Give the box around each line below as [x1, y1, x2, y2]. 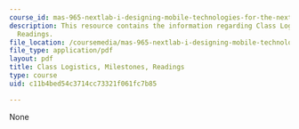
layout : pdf [9, 54, 53, 63]
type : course [9, 71, 58, 80]
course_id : [9, 12, 50, 22]
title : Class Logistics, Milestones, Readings [9, 63, 185, 72]
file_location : [9, 37, 66, 47]
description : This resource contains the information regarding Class [9, 21, 277, 30]
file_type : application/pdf [9, 46, 114, 55]
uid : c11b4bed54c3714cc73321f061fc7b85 [9, 79, 158, 88]
